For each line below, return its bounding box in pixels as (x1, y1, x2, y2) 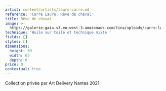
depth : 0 (9, 58, 28, 62)
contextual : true (5, 67, 41, 72)
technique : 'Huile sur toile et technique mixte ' (5, 30, 112, 35)
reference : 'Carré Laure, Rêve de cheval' (5, 12, 94, 17)
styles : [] (5, 39, 28, 44)
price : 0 (5, 62, 23, 67)
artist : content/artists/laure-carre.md (5, 7, 90, 12)
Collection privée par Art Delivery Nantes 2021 (5, 80, 100, 86)
